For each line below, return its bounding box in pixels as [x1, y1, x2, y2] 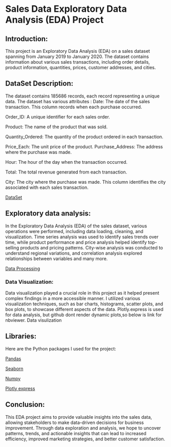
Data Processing [5, 265, 40, 271]
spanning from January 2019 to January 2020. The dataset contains [5, 53, 149, 60]
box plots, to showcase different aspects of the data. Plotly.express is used [5, 306, 164, 312]
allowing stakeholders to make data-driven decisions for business [5, 419, 144, 425]
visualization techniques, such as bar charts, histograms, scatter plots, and [5, 301, 163, 307]
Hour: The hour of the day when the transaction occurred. [5, 159, 128, 165]
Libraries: [5, 332, 37, 341]
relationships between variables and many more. [5, 255, 108, 262]
